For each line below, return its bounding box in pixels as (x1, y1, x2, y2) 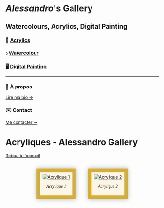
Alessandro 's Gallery (5, 3, 93, 14)
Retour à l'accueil (5, 153, 40, 158)
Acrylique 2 (97, 184, 118, 189)
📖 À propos (5, 83, 32, 90)
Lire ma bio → (5, 94, 34, 100)
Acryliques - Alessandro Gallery (5, 137, 138, 148)
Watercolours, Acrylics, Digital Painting (5, 22, 128, 31)
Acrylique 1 (46, 184, 66, 189)
